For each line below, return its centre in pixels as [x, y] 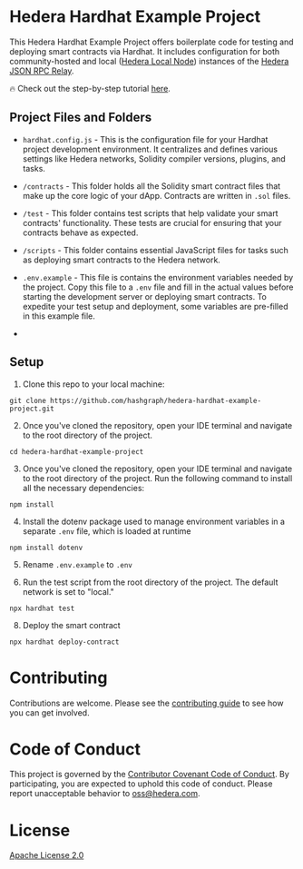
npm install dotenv [46, 548]
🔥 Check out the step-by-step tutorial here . [90, 88]
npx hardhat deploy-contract [64, 642]
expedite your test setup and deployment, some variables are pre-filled [155, 306]
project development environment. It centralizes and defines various [150, 149]
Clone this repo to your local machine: [93, 384]
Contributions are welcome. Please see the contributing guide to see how [147, 703]
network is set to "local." [68, 591]
